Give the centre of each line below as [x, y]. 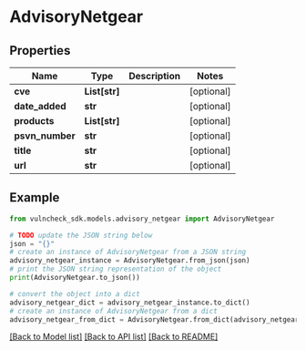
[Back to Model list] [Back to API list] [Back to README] [114, 337]
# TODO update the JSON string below [81, 235]
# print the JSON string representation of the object [116, 269]
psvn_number [45, 136]
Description [154, 76]
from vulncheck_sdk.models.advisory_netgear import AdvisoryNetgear [142, 219]
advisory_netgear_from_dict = [67, 319]
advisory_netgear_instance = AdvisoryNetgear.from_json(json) [130, 261]
